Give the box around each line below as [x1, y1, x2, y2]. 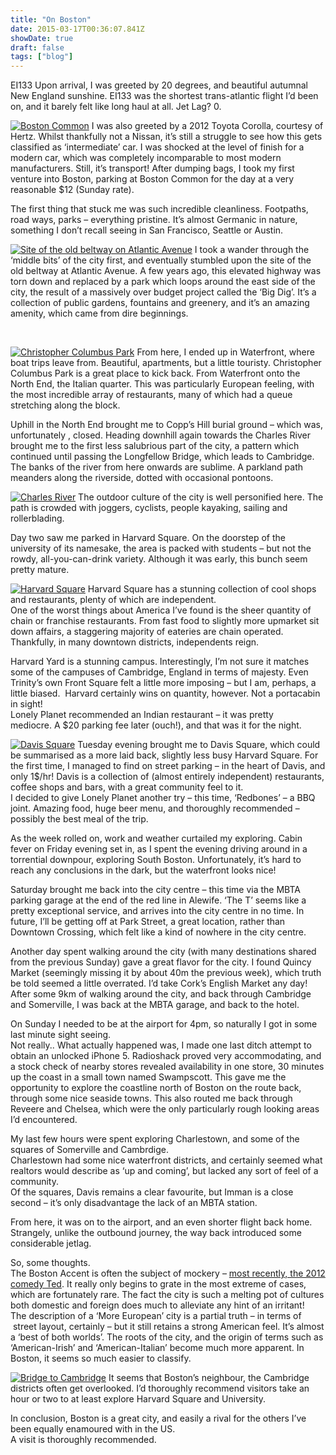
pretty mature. [10, 564, 70, 576]
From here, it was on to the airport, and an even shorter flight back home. [10, 1216, 313, 1228]
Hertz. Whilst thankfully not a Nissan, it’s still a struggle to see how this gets [10, 131, 323, 143]
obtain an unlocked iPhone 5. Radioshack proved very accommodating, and [10, 1050, 322, 1062]
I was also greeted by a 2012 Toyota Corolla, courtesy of [91, 120, 324, 132]
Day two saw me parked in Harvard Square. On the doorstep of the [10, 532, 286, 544]
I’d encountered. [10, 1114, 78, 1126]
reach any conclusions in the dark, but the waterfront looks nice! [10, 864, 277, 876]
